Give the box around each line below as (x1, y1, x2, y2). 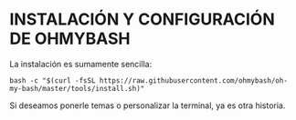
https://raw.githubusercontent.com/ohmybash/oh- (99, 75, 288, 85)
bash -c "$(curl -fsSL (9, 75, 96, 85)
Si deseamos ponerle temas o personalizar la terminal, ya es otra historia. (9, 100, 286, 111)
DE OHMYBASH (9, 28, 131, 49)
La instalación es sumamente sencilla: (9, 58, 153, 69)
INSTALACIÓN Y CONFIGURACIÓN (9, 9, 276, 30)
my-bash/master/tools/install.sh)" (9, 84, 145, 93)
